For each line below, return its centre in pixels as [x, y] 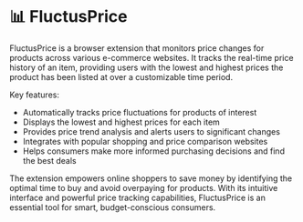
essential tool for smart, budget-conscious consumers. [113, 207]
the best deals [49, 160]
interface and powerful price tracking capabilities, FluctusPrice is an [138, 197]
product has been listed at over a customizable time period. [121, 76]
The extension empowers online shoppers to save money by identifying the [151, 178]
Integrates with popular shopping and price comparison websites [145, 141]
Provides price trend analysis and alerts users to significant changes [151, 131]
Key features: [34, 95]
